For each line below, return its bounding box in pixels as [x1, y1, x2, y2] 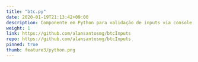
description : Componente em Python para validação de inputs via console [6, 19, 193, 25]
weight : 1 [6, 25, 31, 31]
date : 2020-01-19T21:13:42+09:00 [6, 14, 89, 20]
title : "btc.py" [6, 8, 46, 15]
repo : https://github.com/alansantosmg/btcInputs [6, 36, 132, 42]
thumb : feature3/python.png [6, 47, 76, 53]
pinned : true [6, 42, 39, 48]
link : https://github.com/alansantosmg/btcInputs [6, 31, 132, 37]
